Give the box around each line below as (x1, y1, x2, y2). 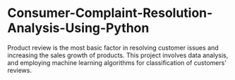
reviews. (7, 66, 32, 74)
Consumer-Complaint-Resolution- (7, 5, 213, 21)
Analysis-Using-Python (7, 20, 150, 36)
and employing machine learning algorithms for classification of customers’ (7, 58, 227, 67)
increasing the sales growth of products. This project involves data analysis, (7, 51, 229, 59)
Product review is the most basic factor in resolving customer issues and (7, 43, 219, 52)
